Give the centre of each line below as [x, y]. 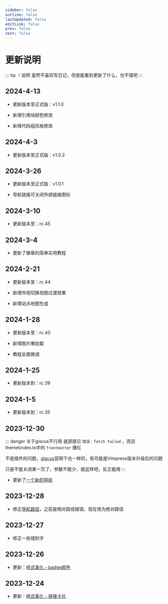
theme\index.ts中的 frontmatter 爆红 [44, 448]
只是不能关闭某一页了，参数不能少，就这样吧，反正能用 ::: [66, 469]
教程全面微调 [26, 354]
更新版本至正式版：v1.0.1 [38, 184]
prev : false [18, 29]
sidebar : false [21, 10]
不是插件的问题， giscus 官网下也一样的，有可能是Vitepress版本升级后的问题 [84, 459]
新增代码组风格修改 [33, 126]
